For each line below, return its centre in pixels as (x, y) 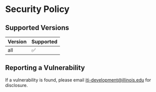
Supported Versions (37, 28)
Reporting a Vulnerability (45, 68)
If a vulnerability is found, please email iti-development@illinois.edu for (78, 80)
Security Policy (37, 9)
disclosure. (17, 85)
